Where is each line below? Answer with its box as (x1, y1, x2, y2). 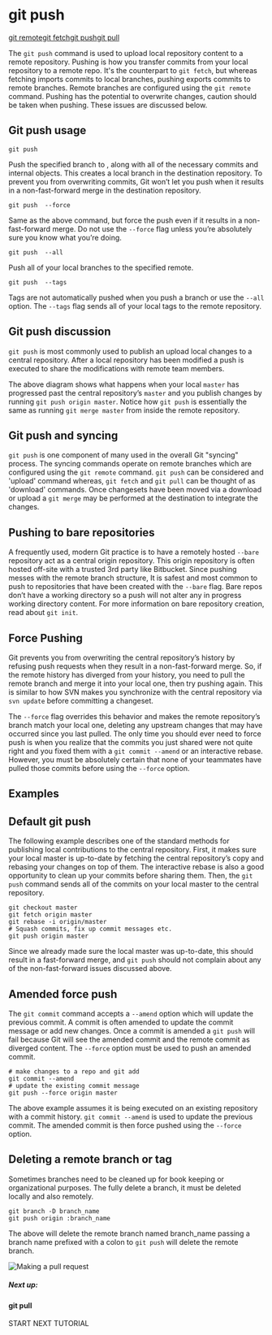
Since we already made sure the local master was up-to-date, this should (8, 947, 254, 956)
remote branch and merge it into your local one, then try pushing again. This (8, 678, 263, 688)
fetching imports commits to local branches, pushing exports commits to (8, 74, 251, 84)
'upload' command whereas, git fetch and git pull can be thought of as (8, 476, 256, 486)
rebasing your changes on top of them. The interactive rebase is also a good (8, 862, 265, 872)
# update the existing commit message (8, 1082, 140, 1090)
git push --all (8, 248, 63, 257)
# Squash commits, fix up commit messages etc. (8, 925, 173, 934)
